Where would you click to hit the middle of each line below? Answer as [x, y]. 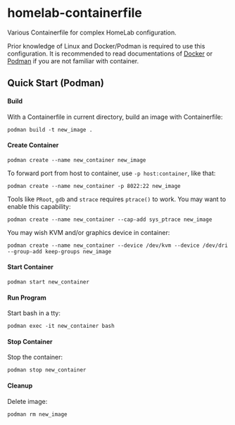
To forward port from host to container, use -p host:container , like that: [112, 173]
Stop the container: [35, 357]
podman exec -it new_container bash [61, 326]
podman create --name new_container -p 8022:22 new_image [94, 186]
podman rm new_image [38, 414]
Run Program [27, 298]
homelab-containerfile [75, 13]
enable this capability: [39, 206]
